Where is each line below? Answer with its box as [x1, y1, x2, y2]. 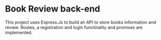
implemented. [5, 29, 33, 35]
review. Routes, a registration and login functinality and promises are [5, 24, 143, 30]
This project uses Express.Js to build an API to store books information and [5, 19, 156, 25]
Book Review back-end [5, 3, 101, 14]
